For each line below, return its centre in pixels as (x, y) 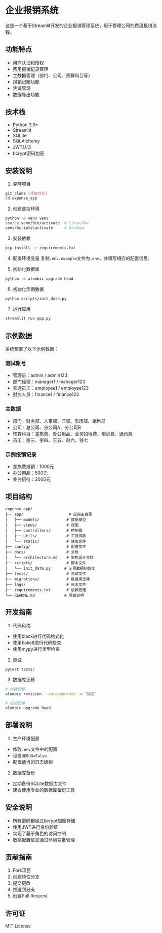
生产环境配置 (26, 738)
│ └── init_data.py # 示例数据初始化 (50, 568)
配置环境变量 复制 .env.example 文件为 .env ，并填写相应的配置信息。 (83, 258)
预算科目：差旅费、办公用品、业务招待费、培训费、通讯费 (72, 433)
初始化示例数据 (28, 289)
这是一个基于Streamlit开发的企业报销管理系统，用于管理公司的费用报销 (79, 25)
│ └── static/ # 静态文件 (46, 541)
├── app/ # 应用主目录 (49, 514)
